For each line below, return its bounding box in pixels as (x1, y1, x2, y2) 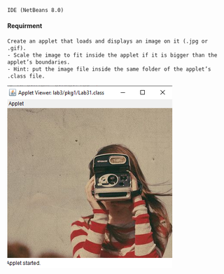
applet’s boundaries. (7, 59, 71, 66)
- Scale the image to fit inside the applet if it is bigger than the (7, 52, 218, 59)
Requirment (7, 21, 43, 30)
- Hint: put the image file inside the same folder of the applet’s (7, 66, 211, 73)
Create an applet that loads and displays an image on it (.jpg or (7, 38, 209, 45)
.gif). (7, 45, 27, 52)
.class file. (7, 73, 45, 80)
